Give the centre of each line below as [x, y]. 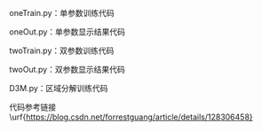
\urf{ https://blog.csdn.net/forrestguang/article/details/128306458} [131, 117]
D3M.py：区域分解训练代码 [59, 88]
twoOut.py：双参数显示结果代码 [67, 69]
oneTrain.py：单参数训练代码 [62, 13]
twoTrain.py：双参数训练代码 [62, 50]
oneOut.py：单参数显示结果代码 [67, 32]
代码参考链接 [32, 107]
